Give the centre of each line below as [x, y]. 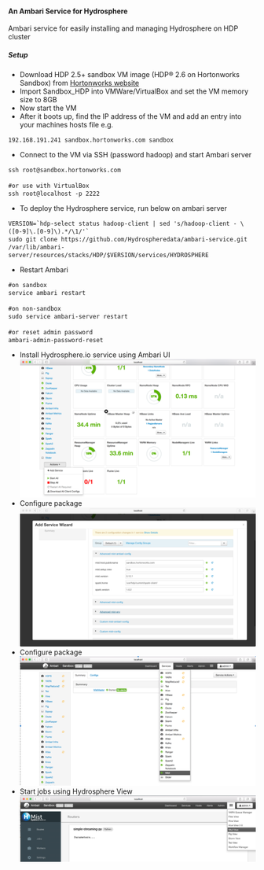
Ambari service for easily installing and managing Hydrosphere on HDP [123, 28]
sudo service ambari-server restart [68, 317]
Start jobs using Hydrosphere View [76, 791]
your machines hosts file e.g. [66, 125]
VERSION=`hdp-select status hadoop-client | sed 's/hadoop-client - [123, 224]
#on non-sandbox [35, 309]
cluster [19, 37]
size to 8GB [38, 100]
